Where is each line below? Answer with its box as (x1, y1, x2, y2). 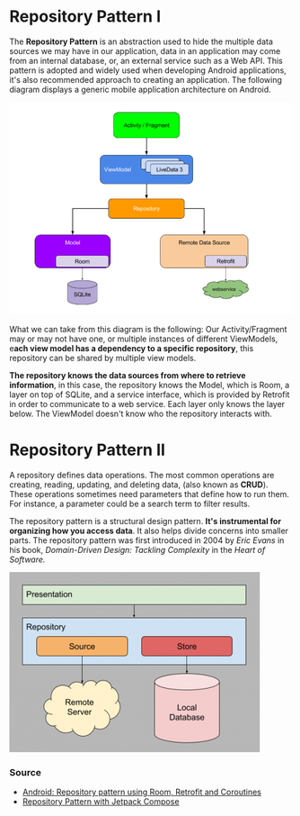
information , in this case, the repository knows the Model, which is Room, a (9, 379, 290, 390)
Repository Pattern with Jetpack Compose (22, 796, 180, 807)
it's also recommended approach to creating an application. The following (9, 74, 283, 85)
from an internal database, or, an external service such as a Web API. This (9, 55, 283, 66)
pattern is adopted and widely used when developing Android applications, (9, 65, 287, 76)
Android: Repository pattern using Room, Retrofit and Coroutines (22, 786, 262, 798)
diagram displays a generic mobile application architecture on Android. (9, 84, 271, 95)
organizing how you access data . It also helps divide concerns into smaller (9, 525, 289, 536)
